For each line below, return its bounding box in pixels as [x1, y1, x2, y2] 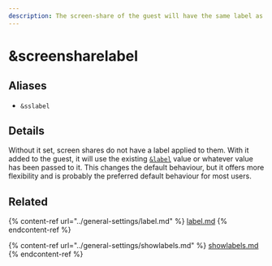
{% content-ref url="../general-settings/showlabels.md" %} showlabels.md [8, 241, 259, 251]
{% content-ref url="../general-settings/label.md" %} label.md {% [8, 217, 227, 226]
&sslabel [19, 102, 50, 110]
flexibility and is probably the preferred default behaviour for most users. [8, 171, 252, 181]
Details [8, 124, 45, 138]
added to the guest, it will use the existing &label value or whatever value [8, 154, 253, 164]
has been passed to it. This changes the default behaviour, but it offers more [8, 163, 265, 173]
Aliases [8, 79, 47, 93]
